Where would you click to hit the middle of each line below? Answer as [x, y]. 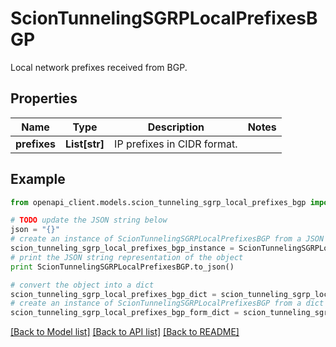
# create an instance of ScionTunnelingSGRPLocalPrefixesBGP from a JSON [167, 239]
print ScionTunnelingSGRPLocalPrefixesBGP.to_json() [122, 267]
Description [176, 127]
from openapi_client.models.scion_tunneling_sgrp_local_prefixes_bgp [158, 202]
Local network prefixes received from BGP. [99, 67]
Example [38, 179]
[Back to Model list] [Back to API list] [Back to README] [125, 332]
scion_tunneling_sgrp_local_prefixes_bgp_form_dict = [125, 313]
